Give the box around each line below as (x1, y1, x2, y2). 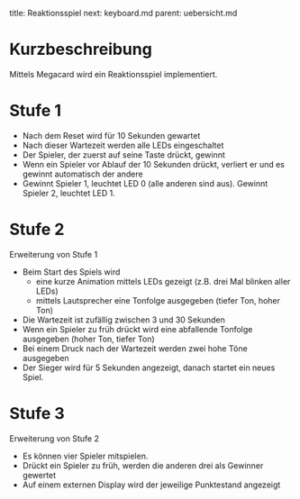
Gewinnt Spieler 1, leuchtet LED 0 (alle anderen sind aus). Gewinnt (22, 177, 268, 188)
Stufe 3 (9, 404, 65, 423)
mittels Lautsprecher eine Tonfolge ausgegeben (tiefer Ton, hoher (35, 295, 281, 305)
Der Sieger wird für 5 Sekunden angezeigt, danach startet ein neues (22, 362, 276, 373)
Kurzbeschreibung (9, 40, 153, 59)
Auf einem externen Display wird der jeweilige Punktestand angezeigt (22, 479, 281, 490)
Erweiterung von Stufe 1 (9, 249, 98, 259)
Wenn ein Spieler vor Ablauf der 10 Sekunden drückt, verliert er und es (22, 159, 286, 169)
